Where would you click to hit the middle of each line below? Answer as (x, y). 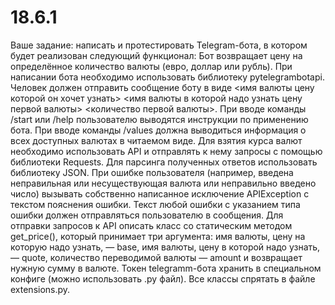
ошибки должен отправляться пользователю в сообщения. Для (147, 215)
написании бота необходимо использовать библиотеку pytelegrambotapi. (167, 77)
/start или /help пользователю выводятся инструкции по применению (159, 119)
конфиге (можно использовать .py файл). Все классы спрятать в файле (163, 278)
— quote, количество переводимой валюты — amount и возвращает (156, 257)
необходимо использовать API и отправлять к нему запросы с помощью (166, 151)
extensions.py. (40, 289)
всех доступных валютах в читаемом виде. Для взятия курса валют (156, 140)
